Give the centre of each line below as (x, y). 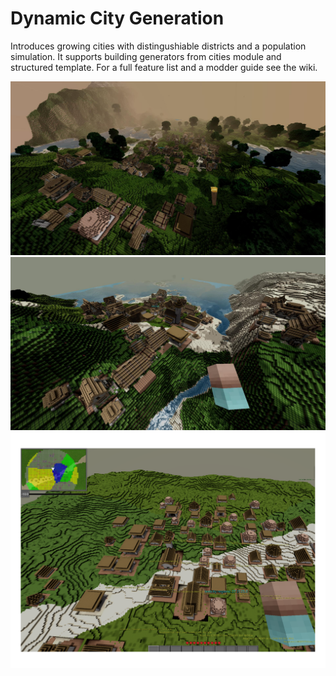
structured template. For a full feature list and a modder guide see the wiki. (164, 67)
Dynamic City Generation (117, 18)
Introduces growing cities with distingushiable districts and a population (158, 46)
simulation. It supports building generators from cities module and (146, 56)
